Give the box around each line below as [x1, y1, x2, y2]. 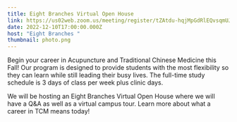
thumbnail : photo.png [7, 37, 71, 44]
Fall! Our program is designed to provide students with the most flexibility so [7, 63, 229, 72]
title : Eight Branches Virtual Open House [7, 10, 134, 18]
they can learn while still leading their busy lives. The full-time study [7, 71, 205, 80]
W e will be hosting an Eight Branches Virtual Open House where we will [7, 92, 215, 101]
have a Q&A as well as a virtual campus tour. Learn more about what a [7, 99, 211, 108]
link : [7, 17, 23, 24]
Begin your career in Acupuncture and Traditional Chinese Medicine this [7, 56, 217, 64]
